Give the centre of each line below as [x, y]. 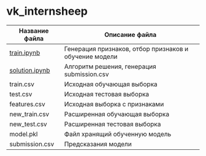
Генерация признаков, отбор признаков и [126, 49]
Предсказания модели [98, 144]
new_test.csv [28, 124]
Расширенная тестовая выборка [113, 124]
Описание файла [130, 34]
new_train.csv [29, 114]
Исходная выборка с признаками [114, 104]
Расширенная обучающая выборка [117, 114]
